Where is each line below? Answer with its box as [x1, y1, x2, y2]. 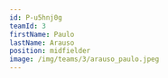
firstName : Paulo [9, 30, 75, 39]
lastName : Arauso [9, 38, 75, 48]
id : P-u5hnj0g [9, 13, 63, 22]
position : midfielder [9, 47, 91, 56]
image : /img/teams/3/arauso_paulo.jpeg [9, 55, 160, 64]
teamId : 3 [9, 22, 47, 30]
